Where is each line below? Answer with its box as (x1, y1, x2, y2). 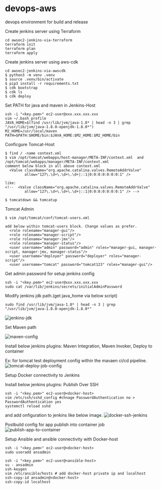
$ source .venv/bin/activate (5, 77, 64, 81)
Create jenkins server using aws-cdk (5, 59, 78, 65)
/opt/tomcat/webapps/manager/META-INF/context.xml (5, 159, 109, 164)
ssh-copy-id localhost (5, 479, 51, 484)
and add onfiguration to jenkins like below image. (5, 412, 103, 418)
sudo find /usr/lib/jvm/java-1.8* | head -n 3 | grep (5, 302, 116, 307)
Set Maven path (5, 324, 37, 330)
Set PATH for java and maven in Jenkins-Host (5, 102, 96, 108)
